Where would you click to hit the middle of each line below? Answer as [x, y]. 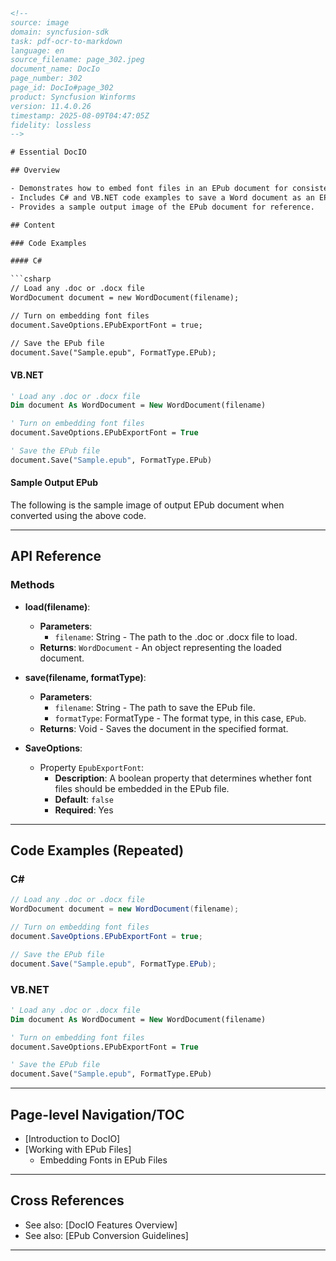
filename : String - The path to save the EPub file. [155, 707]
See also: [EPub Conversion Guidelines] [106, 1235]
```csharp [31, 279]
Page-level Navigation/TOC [97, 1114]
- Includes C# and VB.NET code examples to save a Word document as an [162, 197]
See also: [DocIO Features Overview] [101, 1225]
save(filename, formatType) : [85, 677]
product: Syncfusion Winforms [73, 97]
